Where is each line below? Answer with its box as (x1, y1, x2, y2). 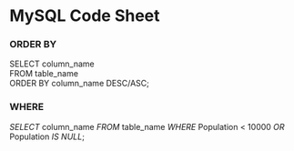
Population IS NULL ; (9, 131, 85, 142)
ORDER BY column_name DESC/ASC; (9, 78, 150, 89)
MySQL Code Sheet (9, 5, 161, 26)
